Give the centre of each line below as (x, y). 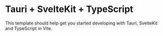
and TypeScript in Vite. (29, 28)
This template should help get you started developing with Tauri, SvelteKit (81, 23)
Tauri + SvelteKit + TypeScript (69, 9)
